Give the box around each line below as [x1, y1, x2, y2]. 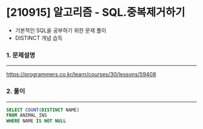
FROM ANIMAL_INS [6, 113, 47, 119]
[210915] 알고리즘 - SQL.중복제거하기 [6, 5, 185, 19]
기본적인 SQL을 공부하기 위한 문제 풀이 [14, 27, 107, 34]
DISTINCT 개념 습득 [14, 34, 63, 41]
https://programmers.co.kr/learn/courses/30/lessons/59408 [6, 71, 156, 78]
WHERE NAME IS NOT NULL [6, 118, 66, 124]
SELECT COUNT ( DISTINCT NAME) [6, 107, 80, 113]
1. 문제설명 [6, 51, 36, 59]
